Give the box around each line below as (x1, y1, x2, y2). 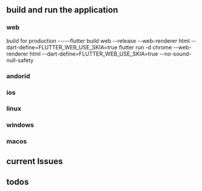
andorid (6, 71, 31, 80)
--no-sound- (159, 50, 192, 57)
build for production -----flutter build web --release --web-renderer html (6, 37, 190, 45)
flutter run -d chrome (119, 43, 173, 51)
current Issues (6, 156, 63, 167)
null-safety (6, 56, 34, 63)
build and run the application (6, 5, 118, 15)
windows (6, 121, 34, 129)
